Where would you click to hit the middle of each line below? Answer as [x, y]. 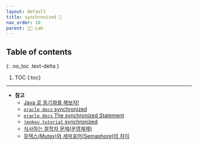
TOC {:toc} [28, 78]
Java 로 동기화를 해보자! [51, 103]
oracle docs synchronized [55, 109]
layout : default [26, 11]
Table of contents [39, 52]
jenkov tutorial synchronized [61, 122]
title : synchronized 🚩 [34, 17]
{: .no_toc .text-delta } [33, 66]
